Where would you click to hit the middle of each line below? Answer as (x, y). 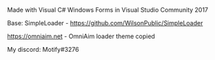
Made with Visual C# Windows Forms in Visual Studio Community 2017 (108, 10)
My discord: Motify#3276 (43, 49)
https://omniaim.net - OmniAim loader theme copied (81, 36)
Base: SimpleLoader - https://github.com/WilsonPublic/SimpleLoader (105, 23)
